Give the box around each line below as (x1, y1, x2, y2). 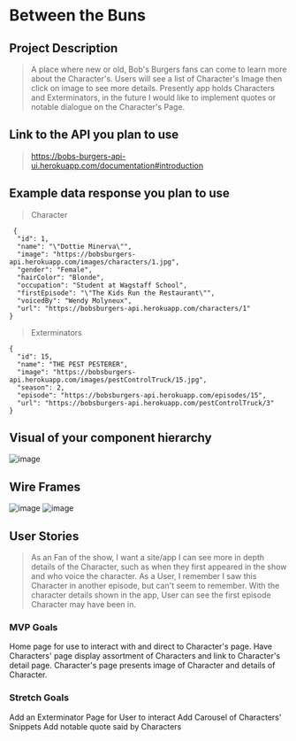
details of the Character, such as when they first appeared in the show (30, 561, 287, 572)
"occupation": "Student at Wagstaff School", (17, 281, 188, 289)
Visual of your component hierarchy (9, 430, 212, 445)
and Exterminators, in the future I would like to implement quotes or (30, 92, 277, 103)
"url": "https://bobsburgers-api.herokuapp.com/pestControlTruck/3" (17, 398, 275, 407)
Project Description (9, 41, 118, 56)
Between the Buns (9, 5, 146, 26)
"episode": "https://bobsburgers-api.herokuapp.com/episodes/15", (17, 390, 267, 399)
